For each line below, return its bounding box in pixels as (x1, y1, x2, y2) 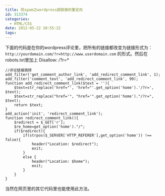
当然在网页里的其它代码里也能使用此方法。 (5, 186, 92, 192)
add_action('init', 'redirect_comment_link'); (5, 111, 103, 116)
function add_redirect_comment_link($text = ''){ (5, 81, 110, 86)
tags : (5, 30, 16, 35)
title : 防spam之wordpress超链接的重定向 (5, 7, 83, 12)
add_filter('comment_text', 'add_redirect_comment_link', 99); (5, 76, 139, 81)
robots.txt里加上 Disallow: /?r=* (5, 57, 69, 63)
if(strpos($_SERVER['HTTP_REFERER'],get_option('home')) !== (23, 133, 152, 138)
